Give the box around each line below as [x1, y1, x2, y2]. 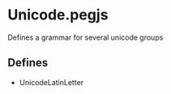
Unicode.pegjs [7, 6, 109, 24]
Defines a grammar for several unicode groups [7, 32, 164, 42]
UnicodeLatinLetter [19, 77, 84, 87]
